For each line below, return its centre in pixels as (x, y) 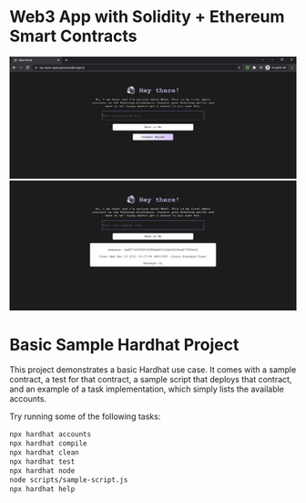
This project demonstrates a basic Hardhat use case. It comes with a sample (153, 370)
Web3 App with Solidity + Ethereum (147, 17)
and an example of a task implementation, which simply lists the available (147, 389)
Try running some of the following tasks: (85, 416)
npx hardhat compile (49, 444)
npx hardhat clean (44, 453)
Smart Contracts (74, 36)
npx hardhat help (42, 489)
